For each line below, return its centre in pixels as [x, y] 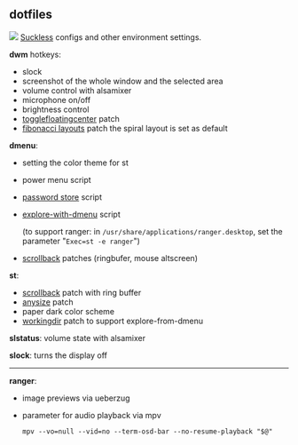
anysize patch [47, 302]
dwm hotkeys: [35, 54]
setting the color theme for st [75, 163]
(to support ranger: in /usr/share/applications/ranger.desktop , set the [152, 231]
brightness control [55, 109]
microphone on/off [56, 99]
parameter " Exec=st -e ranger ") [81, 241]
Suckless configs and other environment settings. [111, 37]
